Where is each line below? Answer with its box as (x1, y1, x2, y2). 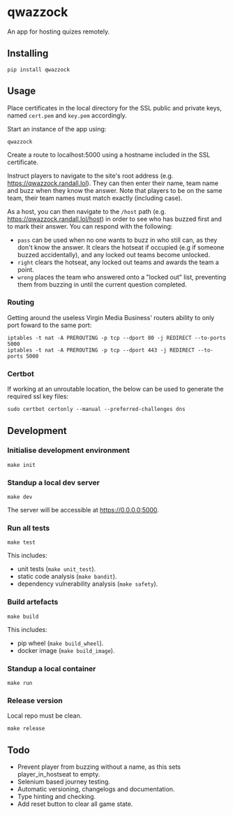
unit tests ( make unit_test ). (17, 565, 96, 573)
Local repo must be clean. (7, 712, 82, 720)
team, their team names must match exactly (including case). (7, 194, 183, 202)
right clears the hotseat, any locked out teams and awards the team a (17, 258, 220, 266)
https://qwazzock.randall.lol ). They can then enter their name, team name (7, 179, 218, 187)
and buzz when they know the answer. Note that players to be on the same (7, 186, 223, 194)
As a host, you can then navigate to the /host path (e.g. (7, 207, 166, 215)
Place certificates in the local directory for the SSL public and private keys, (7, 103, 222, 112)
